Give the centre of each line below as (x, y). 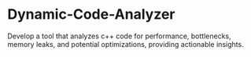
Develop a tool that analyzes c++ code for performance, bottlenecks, (119, 36)
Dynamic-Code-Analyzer (91, 14)
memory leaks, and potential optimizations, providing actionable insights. (126, 44)
